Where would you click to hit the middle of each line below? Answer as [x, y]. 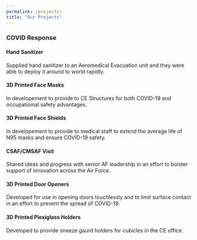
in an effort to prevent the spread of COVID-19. [63, 204]
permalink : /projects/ [34, 12]
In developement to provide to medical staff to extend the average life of [94, 132]
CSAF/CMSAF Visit [30, 151]
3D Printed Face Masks [35, 85]
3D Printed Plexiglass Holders [43, 217]
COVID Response [31, 38]
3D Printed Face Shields [36, 118]
